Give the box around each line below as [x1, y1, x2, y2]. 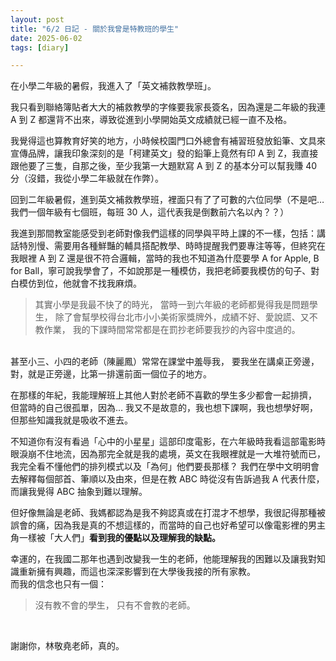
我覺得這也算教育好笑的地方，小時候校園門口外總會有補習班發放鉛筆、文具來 [10, 135, 326, 147]
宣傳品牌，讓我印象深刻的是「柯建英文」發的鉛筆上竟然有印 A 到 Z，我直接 [10, 147, 319, 160]
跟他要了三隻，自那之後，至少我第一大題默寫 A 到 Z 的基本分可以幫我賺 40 [10, 160, 318, 172]
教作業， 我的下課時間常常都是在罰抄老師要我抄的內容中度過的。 [34, 324, 301, 336]
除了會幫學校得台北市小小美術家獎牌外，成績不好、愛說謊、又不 [54, 311, 318, 323]
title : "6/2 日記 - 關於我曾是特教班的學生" [10, 24, 180, 34]
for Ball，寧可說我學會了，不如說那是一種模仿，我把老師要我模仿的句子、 [10, 265, 312, 277]
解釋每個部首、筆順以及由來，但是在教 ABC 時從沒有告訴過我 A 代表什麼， [18, 473, 325, 485]
